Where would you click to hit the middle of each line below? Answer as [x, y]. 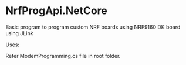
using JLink [19, 33]
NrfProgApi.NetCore [57, 11]
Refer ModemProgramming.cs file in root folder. [63, 56]
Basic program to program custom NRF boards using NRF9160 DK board [93, 27]
